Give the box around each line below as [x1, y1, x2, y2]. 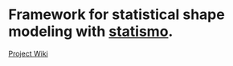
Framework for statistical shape [8, 6, 225, 24]
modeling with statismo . [8, 22, 174, 41]
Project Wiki [8, 49, 48, 58]
